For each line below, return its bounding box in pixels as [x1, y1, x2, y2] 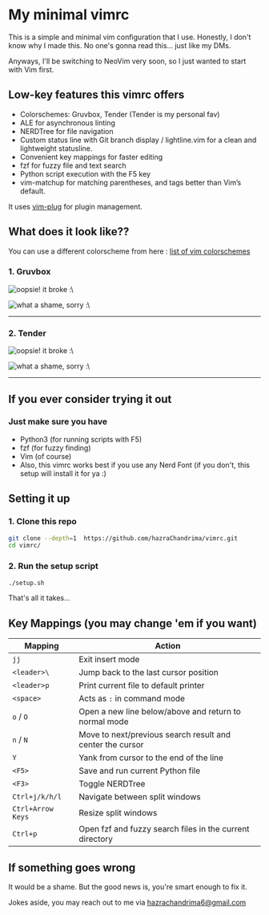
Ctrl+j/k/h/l [12, 792, 62, 802]
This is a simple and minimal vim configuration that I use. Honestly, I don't [8, 32, 251, 42]
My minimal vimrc [8, 6, 130, 24]
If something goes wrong [8, 860, 136, 874]
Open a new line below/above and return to [78, 706, 242, 718]
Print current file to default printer [78, 680, 205, 691]
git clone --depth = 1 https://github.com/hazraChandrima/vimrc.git [8, 534, 239, 543]
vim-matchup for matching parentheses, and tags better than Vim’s [19, 177, 242, 187]
